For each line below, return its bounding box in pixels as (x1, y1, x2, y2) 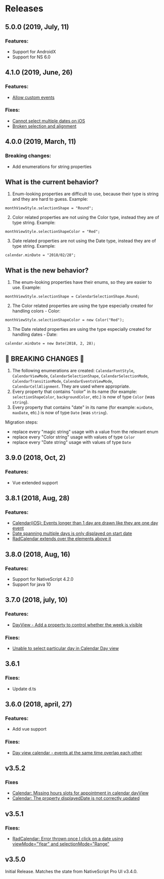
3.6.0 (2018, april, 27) (5, 700, 72, 708)
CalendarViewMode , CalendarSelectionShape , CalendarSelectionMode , (12, 373, 149, 379)
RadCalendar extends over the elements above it (12, 536, 111, 542)
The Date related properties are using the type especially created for (12, 326, 152, 332)
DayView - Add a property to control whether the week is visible (12, 621, 143, 628)
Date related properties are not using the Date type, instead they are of (12, 238, 156, 244)
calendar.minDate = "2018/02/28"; (5, 253, 76, 258)
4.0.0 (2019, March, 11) (5, 137, 76, 146)
